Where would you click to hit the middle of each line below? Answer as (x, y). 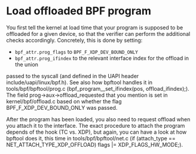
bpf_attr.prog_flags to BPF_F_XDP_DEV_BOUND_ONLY (76, 51)
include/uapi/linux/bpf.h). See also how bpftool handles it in (79, 82)
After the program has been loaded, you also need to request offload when (98, 119)
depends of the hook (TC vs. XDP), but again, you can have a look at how (97, 132)
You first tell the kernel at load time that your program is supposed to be (95, 27)
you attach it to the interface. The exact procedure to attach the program (96, 125)
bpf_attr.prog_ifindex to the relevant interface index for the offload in (102, 58)
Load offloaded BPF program (79, 11)
